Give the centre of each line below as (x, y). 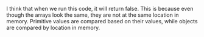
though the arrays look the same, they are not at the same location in (93, 15)
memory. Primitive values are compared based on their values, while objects (102, 21)
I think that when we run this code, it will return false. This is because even (100, 9)
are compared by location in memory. (53, 27)
